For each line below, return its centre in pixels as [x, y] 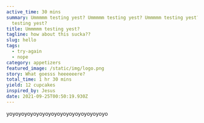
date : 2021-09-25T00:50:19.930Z [47, 96]
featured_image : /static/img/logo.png [55, 68]
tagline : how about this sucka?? [49, 35]
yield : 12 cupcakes [31, 85]
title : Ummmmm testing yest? [43, 29]
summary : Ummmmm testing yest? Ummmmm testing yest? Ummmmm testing [95, 18]
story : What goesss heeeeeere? [46, 74]
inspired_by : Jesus [31, 91]
